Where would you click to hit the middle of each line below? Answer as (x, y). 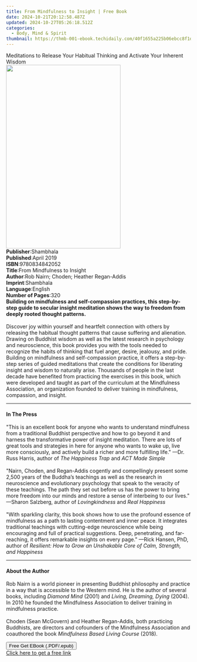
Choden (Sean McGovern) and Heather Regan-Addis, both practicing (89, 621)
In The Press (22, 414)
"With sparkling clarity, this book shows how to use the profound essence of (98, 515)
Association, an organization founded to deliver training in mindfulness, (92, 389)
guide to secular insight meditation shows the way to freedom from (102, 308)
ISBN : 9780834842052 (33, 264)
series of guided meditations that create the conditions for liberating (100, 364)
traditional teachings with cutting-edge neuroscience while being (85, 527)
